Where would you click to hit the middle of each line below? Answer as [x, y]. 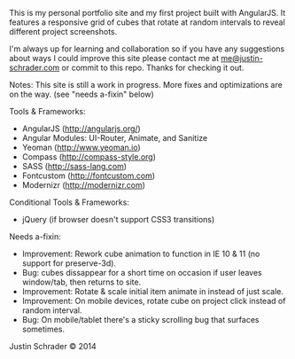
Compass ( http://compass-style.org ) [89, 157]
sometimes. [43, 329]
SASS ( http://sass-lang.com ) [74, 166]
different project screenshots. [63, 31]
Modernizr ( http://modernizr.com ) [84, 185]
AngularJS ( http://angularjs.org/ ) [82, 129]
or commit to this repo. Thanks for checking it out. [153, 67]
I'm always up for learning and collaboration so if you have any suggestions [147, 49]
